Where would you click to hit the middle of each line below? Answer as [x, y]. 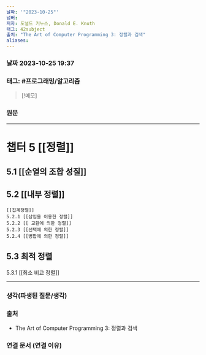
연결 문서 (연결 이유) [34, 345]
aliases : [17, 40]
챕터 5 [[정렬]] [40, 147]
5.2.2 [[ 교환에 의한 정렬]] [39, 223]
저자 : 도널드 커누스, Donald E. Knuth [51, 23]
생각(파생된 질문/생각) [37, 296]
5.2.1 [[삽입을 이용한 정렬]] [40, 216]
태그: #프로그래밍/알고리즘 [43, 81]
